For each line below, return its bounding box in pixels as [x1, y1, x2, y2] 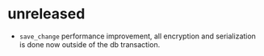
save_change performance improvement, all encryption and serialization [19, 31, 256, 41]
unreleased [7, 5, 86, 23]
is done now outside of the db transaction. [19, 39, 161, 49]
